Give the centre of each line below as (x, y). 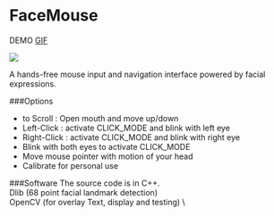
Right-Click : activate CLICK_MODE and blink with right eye (131, 137)
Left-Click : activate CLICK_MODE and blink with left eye (126, 128)
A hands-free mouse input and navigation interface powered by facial (137, 74)
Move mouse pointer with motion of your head (108, 156)
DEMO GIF (29, 40)
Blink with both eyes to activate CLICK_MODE (106, 146)
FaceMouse (54, 16)
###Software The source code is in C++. (85, 183)
